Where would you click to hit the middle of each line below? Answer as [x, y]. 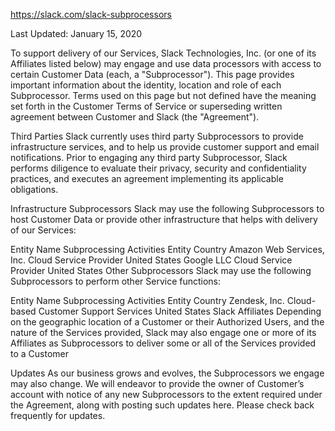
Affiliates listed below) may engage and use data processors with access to [166, 63]
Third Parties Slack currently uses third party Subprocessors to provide [157, 136]
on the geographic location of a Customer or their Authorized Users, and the [167, 322]
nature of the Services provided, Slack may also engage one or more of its [163, 332]
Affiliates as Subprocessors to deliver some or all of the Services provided [163, 343]
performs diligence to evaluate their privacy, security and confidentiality [158, 168]
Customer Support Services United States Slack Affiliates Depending [180, 311]
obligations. [34, 189]
